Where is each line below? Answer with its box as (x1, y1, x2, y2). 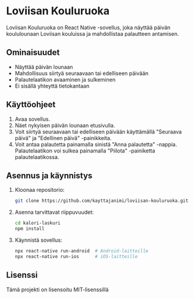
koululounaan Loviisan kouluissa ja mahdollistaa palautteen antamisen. (6, 30, 180, 37)
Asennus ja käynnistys (6, 170, 93, 180)
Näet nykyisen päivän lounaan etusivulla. (14, 122, 115, 129)
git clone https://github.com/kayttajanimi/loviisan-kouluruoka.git (14, 198, 189, 204)
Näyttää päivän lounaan (14, 63, 73, 70)
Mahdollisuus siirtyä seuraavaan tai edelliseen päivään (14, 70, 149, 77)
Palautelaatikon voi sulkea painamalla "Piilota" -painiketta (14, 147, 156, 154)
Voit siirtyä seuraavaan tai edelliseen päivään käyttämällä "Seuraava (14, 128, 182, 135)
